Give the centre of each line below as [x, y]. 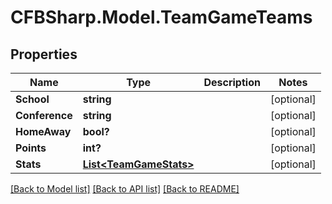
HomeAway [43, 131]
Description [232, 82]
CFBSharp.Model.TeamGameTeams [161, 17]
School [32, 99]
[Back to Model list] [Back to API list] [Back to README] [125, 189]
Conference [44, 115]
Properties [44, 54]
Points [31, 148]
